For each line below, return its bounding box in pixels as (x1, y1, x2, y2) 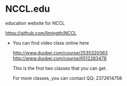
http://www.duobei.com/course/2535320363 (12, 50, 108, 56)
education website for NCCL (5, 20, 65, 26)
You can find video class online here (12, 39, 89, 46)
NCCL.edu (5, 3, 50, 15)
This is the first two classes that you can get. (12, 65, 107, 71)
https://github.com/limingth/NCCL (5, 30, 77, 36)
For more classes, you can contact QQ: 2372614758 (12, 75, 122, 81)
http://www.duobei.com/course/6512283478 (12, 55, 107, 61)
